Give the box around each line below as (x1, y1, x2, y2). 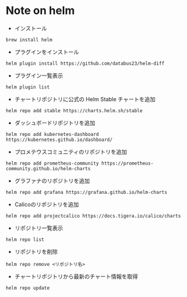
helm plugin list (5, 84, 50, 90)
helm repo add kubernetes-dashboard (5, 131, 99, 137)
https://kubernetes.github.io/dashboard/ (5, 137, 113, 143)
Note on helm (5, 4, 75, 18)
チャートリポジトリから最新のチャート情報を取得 (14, 273, 138, 280)
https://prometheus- (101, 160, 154, 166)
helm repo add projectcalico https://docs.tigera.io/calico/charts (5, 213, 182, 219)
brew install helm (5, 37, 53, 43)
